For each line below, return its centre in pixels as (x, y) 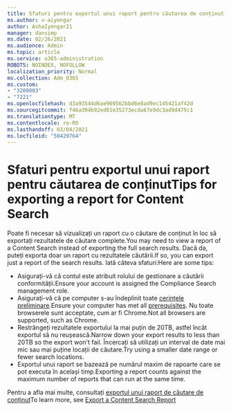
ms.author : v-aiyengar (40, 20)
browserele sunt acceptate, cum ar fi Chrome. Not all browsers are (111, 313)
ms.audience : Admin (35, 46)
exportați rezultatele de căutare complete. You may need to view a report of (114, 241)
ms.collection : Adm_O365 (43, 78)
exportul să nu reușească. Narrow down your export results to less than (118, 335)
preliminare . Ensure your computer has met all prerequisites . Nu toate (115, 306)
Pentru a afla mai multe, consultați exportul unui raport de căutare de (105, 392)
